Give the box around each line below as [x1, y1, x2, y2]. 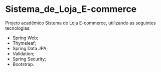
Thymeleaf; [12, 40, 37, 46]
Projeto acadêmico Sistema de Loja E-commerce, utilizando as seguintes [5, 20, 156, 26]
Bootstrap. [12, 61, 34, 67]
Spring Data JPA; [12, 45, 48, 51]
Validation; [12, 51, 35, 57]
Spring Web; [12, 35, 39, 41]
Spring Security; [12, 56, 47, 62]
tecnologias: [5, 25, 31, 31]
